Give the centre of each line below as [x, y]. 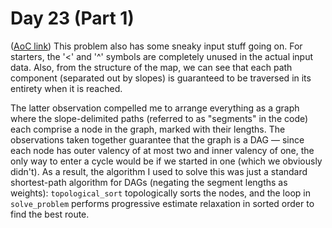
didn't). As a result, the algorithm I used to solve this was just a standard [159, 171]
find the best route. [50, 214]
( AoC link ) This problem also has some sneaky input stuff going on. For [156, 46]
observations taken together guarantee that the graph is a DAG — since [157, 139]
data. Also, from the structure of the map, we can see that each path [151, 67]
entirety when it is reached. [66, 88]
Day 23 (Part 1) [72, 18]
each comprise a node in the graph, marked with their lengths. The [148, 129]
